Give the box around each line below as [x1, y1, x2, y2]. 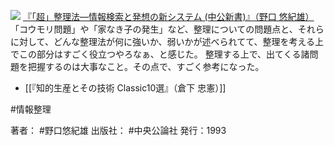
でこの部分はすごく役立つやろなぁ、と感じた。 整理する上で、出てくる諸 [10, 48, 310, 60]
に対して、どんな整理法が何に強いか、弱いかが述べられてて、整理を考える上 [10, 36, 325, 47]
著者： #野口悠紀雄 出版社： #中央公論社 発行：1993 [10, 125, 227, 136]
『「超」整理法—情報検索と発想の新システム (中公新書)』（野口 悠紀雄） [22, 11, 315, 22]
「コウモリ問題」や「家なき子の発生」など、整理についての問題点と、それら [10, 23, 325, 35]
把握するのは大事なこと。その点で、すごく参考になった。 [27, 61, 265, 72]
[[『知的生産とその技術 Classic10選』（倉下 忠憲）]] [24, 82, 227, 94]
